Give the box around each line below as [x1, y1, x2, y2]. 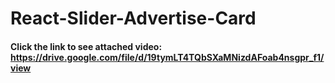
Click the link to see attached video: [10, 40, 163, 52]
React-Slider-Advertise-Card [10, 7, 257, 30]
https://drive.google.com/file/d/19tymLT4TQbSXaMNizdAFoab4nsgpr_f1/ [10, 51, 325, 63]
